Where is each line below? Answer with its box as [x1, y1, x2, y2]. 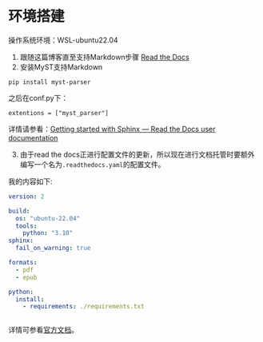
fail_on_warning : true [15, 245, 91, 253]
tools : [15, 221, 38, 230]
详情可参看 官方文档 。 [8, 325, 78, 335]
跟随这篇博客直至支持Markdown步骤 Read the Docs [19, 52, 189, 62]
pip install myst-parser [8, 78, 91, 86]
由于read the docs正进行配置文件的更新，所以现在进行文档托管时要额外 [19, 149, 255, 159]
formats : [8, 259, 38, 267]
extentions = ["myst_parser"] [8, 109, 110, 117]
